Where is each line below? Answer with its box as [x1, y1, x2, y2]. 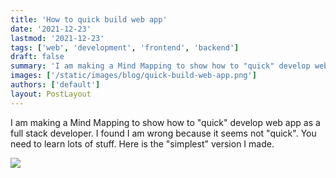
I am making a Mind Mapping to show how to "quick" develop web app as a [10, 116, 321, 128]
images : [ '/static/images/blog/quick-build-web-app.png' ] [10, 71, 257, 81]
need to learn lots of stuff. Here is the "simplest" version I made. [10, 137, 275, 150]
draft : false [10, 52, 65, 62]
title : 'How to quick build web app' [10, 14, 168, 25]
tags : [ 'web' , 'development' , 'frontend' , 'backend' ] [10, 42, 240, 53]
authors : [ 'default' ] [10, 80, 101, 90]
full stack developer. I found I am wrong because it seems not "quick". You [10, 127, 317, 139]
